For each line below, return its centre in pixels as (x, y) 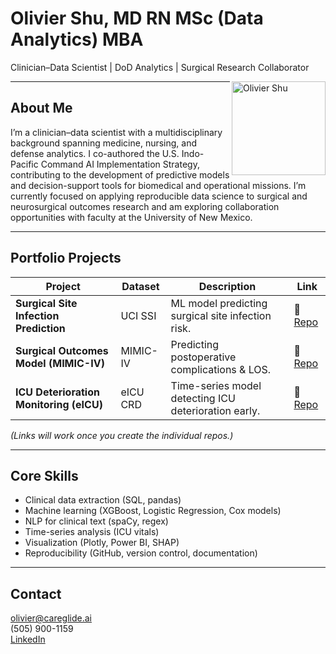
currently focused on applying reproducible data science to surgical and (159, 196)
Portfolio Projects (66, 258)
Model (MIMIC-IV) (60, 363)
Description (227, 286)
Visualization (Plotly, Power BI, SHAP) (102, 543)
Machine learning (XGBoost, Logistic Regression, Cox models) (153, 511)
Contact (36, 593)
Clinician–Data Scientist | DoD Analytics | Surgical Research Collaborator (160, 67)
